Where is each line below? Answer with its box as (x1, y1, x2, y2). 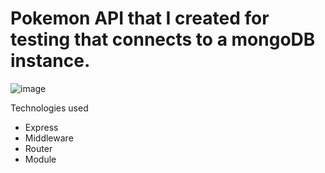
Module (24, 153, 57, 165)
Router (24, 142, 53, 154)
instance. (10, 50, 91, 72)
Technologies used (10, 102, 89, 114)
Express (24, 121, 59, 133)
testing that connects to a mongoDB (10, 28, 316, 51)
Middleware (24, 132, 74, 144)
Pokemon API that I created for (10, 7, 270, 30)
